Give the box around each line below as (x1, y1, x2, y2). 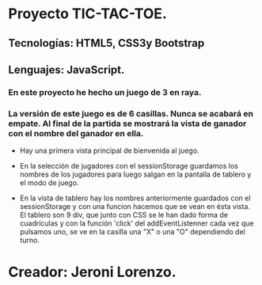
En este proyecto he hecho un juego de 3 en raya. (8, 86, 202, 97)
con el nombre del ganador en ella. (8, 127, 144, 139)
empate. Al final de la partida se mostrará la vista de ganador (8, 118, 247, 129)
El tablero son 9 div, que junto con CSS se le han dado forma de (19, 211, 228, 220)
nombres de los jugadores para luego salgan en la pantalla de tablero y (19, 169, 252, 179)
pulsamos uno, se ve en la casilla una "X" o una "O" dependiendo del (19, 227, 245, 237)
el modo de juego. (19, 178, 79, 188)
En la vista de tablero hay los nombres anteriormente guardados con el (19, 193, 251, 203)
